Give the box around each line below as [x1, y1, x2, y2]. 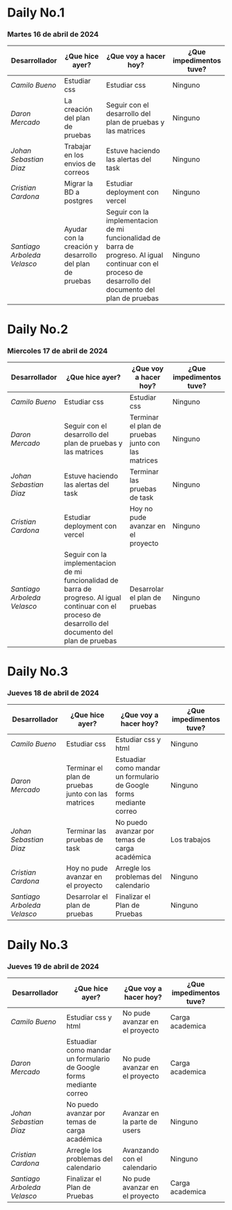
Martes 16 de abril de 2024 [7, 30, 99, 39]
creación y [64, 242, 99, 251]
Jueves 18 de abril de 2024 [7, 688, 99, 698]
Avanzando [122, 1145, 159, 1155]
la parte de [122, 1117, 157, 1126]
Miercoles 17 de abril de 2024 [7, 346, 108, 355]
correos [64, 168, 90, 177]
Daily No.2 [7, 321, 68, 337]
